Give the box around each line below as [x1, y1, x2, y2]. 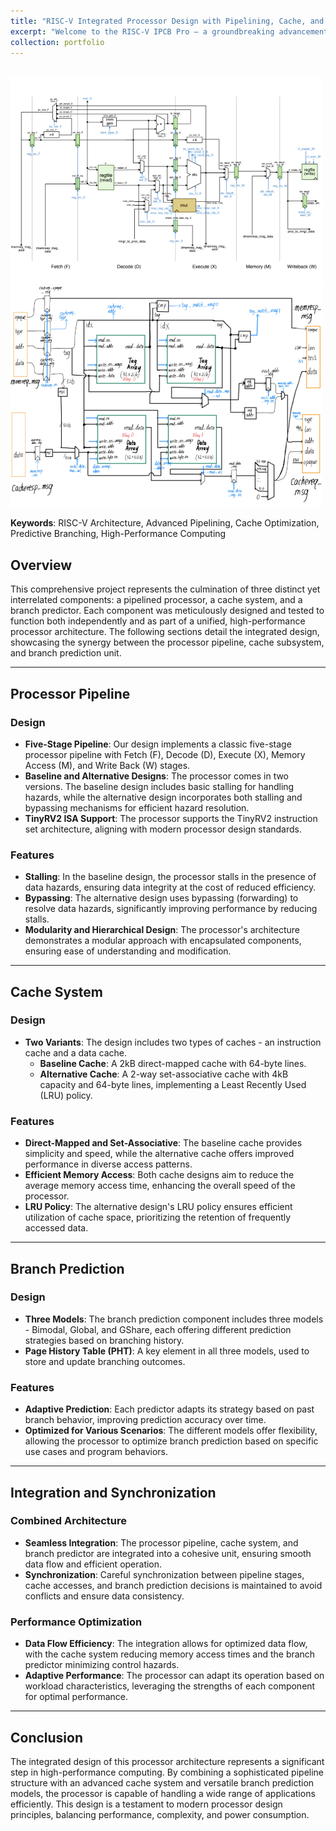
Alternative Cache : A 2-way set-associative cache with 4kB [39, 1068, 289, 1080]
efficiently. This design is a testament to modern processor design [10, 1798, 283, 1810]
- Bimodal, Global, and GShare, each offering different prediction [24, 1323, 292, 1335]
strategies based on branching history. [24, 1334, 185, 1346]
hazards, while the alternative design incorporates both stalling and [24, 791, 303, 803]
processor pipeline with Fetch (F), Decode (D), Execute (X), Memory [24, 748, 306, 760]
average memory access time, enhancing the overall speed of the [24, 1180, 296, 1192]
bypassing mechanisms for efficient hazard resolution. [24, 801, 250, 814]
